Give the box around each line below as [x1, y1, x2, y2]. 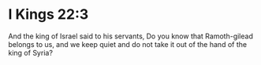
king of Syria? [8, 48, 54, 57]
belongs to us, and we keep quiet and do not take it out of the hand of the [8, 39, 247, 49]
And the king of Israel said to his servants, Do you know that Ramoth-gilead [8, 31, 254, 41]
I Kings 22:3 [8, 5, 89, 23]
